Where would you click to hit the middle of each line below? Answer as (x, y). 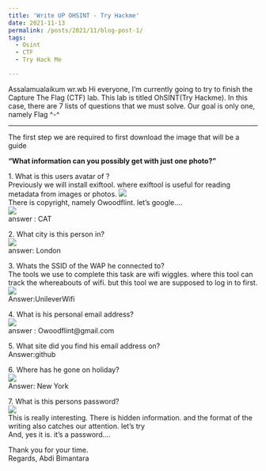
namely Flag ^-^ (34, 114)
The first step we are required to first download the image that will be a (124, 137)
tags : (17, 38)
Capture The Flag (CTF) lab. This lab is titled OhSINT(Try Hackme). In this (128, 97)
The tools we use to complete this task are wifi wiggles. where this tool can (131, 274)
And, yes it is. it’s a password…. (59, 434)
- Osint (28, 45)
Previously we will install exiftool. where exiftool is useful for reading (120, 184)
